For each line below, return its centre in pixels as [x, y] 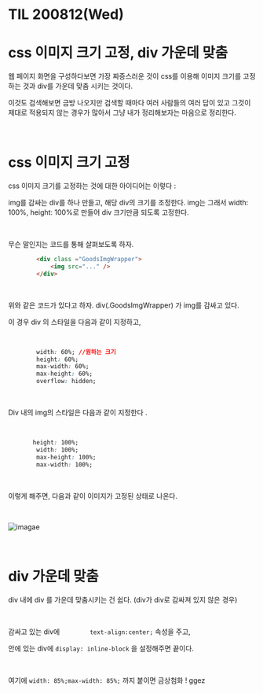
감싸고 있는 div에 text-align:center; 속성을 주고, [99, 632]
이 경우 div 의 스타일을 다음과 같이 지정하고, [75, 322]
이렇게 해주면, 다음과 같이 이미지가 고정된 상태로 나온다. [93, 496]
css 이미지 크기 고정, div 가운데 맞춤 [118, 53]
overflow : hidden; [66, 382]
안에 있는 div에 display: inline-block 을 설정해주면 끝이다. [101, 648]
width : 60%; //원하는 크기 [76, 352]
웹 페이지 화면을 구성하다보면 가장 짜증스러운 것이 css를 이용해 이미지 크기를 [125, 76]
